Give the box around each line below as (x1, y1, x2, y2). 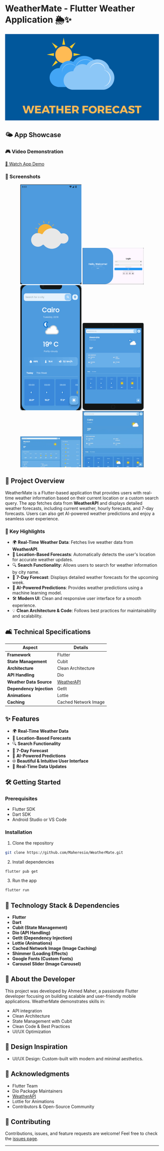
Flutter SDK (12, 806, 36, 812)
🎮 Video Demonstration (5, 148, 63, 155)
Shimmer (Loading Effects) (12, 950, 68, 957)
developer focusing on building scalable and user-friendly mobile (5, 993, 136, 999)
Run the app (12, 878, 37, 884)
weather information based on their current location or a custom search (15, 495, 159, 501)
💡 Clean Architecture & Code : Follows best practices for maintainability (12, 608, 157, 614)
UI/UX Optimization (12, 1028, 51, 1034)
